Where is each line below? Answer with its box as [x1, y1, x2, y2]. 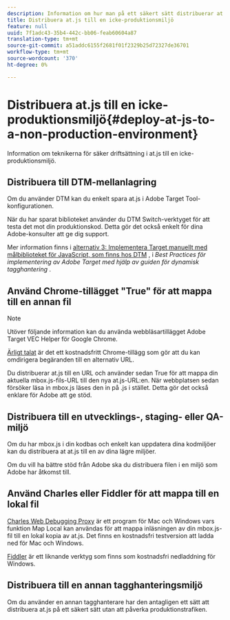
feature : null [7, 23, 48, 30]
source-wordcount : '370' [7, 55, 79, 62]
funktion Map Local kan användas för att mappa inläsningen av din [7, 524, 196, 533]
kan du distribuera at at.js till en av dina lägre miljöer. [7, 447, 156, 455]
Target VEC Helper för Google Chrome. [7, 335, 118, 343]
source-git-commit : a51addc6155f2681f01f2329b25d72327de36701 [7, 42, 189, 49]
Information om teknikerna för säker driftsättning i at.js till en [7, 149, 178, 157]
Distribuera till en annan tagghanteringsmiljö [7, 579, 203, 591]
